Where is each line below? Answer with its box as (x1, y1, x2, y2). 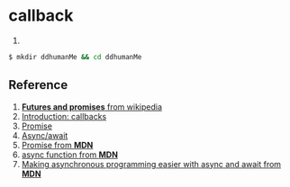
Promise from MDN (21, 139, 94, 150)
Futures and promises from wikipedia (21, 101, 163, 112)
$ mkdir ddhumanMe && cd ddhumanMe (8, 52, 142, 61)
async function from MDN (21, 149, 119, 160)
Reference (8, 77, 68, 93)
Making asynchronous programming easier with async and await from (21, 158, 281, 169)
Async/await (21, 129, 68, 140)
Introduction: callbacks (21, 111, 107, 121)
